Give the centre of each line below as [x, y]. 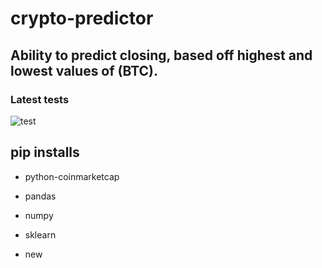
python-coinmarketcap [72, 176]
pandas [40, 196]
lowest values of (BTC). [84, 70]
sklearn [40, 234]
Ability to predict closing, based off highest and [161, 55]
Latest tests [40, 99]
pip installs [45, 152]
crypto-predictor [82, 18]
